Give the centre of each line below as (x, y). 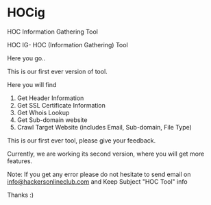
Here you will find (32, 84)
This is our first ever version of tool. (57, 71)
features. (20, 161)
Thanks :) (21, 195)
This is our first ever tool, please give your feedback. (82, 140)
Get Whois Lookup (43, 112)
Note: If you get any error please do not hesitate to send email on (99, 174)
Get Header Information (50, 98)
